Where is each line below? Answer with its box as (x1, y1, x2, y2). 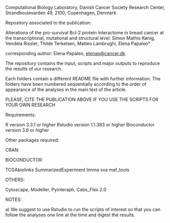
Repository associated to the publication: (5, 20, 91, 26)
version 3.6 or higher (5, 127, 50, 133)
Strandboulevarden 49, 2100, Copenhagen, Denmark (5, 10, 116, 16)
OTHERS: (5, 176, 25, 183)
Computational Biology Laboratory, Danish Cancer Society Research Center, (5, 5, 165, 10)
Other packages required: (5, 137, 60, 143)
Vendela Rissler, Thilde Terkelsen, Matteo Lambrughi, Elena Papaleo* (5, 40, 151, 47)
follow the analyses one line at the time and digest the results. (5, 212, 135, 218)
